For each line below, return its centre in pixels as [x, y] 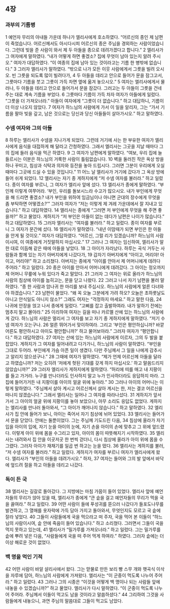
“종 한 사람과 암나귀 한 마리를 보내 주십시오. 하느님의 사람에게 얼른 [85, 286]
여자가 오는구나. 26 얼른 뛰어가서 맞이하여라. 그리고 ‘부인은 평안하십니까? [82, 325]
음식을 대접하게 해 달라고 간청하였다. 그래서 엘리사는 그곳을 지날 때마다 [88, 146]
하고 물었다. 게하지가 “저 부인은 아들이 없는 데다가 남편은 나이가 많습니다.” [92, 216]
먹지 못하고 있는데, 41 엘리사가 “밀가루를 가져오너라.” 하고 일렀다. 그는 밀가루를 [83, 529]
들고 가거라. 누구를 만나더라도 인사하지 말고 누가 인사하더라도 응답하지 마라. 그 [88, 376]
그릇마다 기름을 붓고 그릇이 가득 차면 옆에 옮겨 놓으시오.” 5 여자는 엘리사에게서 [82, 82]
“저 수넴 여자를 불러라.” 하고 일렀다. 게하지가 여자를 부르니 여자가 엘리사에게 [80, 452]
